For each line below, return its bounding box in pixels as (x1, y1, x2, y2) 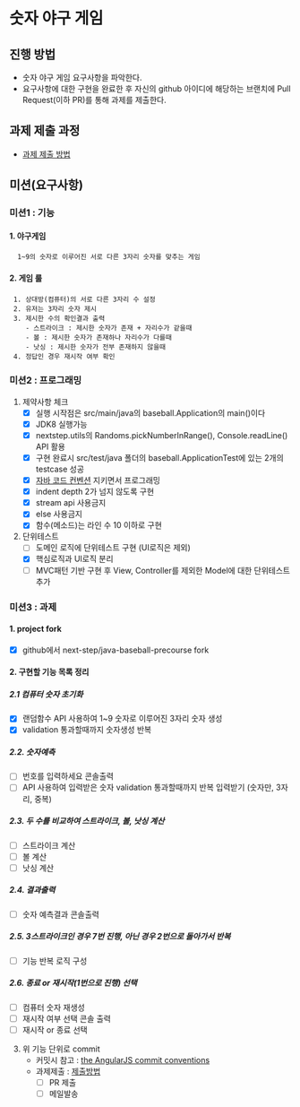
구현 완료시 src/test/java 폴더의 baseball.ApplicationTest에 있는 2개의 (35, 453, 284, 463)
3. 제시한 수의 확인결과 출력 (13, 314, 106, 323)
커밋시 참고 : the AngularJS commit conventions (35, 1054, 210, 1065)
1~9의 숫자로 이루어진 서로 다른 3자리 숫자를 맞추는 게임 (17, 253, 201, 262)
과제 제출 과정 (9, 123, 81, 139)
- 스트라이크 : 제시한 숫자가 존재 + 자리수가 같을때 (25, 324, 193, 333)
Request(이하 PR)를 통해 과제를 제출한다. (21, 95, 167, 105)
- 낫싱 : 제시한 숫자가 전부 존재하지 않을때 (25, 342, 167, 351)
